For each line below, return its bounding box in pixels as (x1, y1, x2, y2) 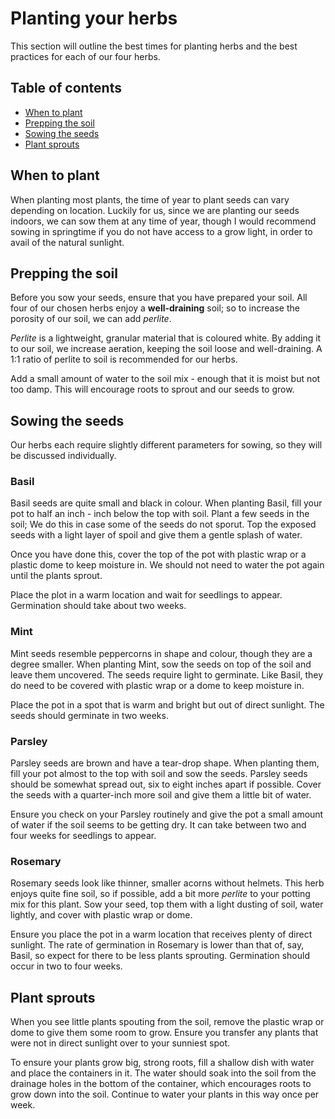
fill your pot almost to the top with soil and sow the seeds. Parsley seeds (10, 768, 308, 780)
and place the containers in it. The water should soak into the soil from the (10, 1067, 317, 1079)
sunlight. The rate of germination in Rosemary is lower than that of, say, (10, 939, 305, 951)
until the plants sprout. (10, 570, 103, 582)
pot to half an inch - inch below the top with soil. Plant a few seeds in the (10, 508, 310, 520)
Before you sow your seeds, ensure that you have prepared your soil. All (10, 292, 308, 304)
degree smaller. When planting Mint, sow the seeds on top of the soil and (10, 658, 312, 670)
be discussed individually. (10, 450, 117, 462)
